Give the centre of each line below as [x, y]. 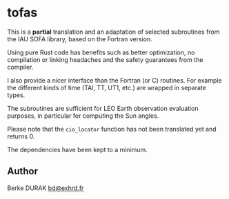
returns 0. [21, 136]
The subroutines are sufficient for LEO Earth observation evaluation [103, 108]
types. [16, 95]
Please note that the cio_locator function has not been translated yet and [112, 129]
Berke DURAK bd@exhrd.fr [46, 188]
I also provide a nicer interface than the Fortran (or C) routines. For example [114, 80]
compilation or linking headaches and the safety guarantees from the [105, 59]
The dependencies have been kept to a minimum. [78, 149]
